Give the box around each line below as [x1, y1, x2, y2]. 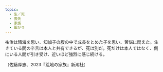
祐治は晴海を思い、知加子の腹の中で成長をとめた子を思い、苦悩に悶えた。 [5, 39, 154, 45]
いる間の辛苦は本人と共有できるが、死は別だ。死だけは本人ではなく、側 [13, 45, 159, 51]
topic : [5, 7, 18, 12]
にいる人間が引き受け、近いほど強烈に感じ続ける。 [5, 52, 108, 57]
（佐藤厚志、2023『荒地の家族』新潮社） [5, 62, 89, 68]
